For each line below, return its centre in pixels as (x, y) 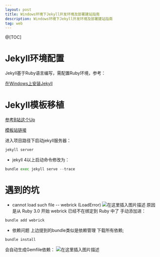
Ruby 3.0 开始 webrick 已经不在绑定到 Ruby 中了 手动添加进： (84, 211)
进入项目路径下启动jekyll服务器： (38, 141)
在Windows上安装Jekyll (29, 83)
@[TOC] (13, 37)
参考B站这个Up (20, 120)
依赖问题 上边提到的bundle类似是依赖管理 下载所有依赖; (68, 230)
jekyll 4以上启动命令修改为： (41, 160)
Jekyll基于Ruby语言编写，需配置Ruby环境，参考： (55, 73)
